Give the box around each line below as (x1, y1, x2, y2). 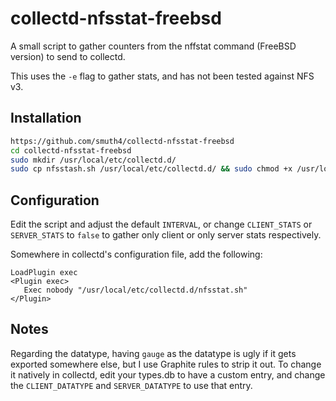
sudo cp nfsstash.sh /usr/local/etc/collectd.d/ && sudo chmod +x (10, 164, 293, 174)
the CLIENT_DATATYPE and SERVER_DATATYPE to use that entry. (10, 379, 253, 391)
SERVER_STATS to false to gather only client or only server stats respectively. (10, 229, 322, 241)
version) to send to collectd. (10, 50, 126, 62)
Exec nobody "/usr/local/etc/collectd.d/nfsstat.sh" (23, 285, 248, 296)
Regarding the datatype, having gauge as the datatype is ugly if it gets (10, 347, 297, 359)
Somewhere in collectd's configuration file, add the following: (10, 248, 263, 261)
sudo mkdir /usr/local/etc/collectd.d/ (10, 155, 177, 165)
